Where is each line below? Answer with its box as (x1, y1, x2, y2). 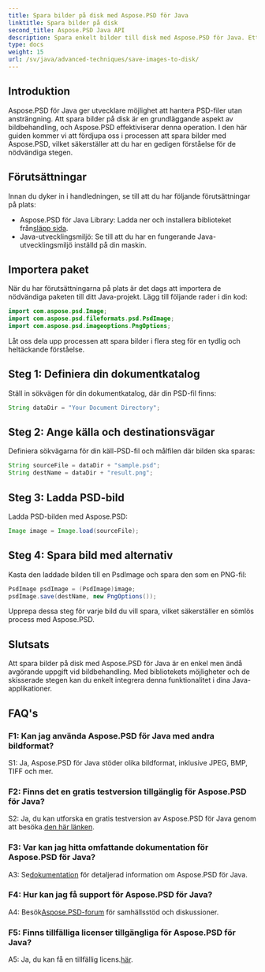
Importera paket (8, 263, 89, 276)
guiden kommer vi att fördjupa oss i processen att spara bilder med (8, 131, 227, 140)
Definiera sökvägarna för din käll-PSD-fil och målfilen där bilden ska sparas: (8, 446, 256, 456)
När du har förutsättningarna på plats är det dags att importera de (8, 284, 222, 293)
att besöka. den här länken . (8, 822, 95, 832)
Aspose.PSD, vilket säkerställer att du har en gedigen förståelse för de (8, 139, 237, 148)
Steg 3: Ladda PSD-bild (8, 490, 125, 505)
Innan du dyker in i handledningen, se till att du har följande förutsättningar (8, 191, 251, 201)
